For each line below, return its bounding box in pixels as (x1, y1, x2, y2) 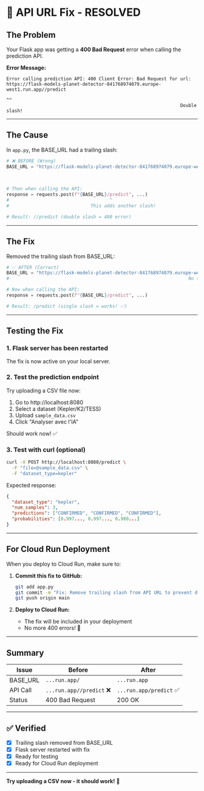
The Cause (6, 130, 49, 141)
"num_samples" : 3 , (12, 504, 59, 510)
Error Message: (6, 64, 47, 71)
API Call (9, 686, 32, 694)
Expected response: (6, 481, 56, 489)
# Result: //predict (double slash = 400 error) (6, 214, 132, 220)
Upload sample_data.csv (15, 411, 76, 419)
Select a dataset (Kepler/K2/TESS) (15, 405, 101, 413)
